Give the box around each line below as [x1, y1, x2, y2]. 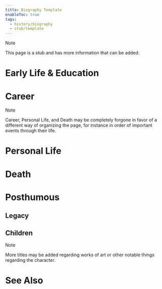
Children [5, 228, 33, 237]
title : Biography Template [5, 7, 62, 13]
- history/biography [10, 21, 53, 27]
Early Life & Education [5, 68, 99, 79]
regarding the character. [5, 257, 56, 263]
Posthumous [5, 191, 60, 203]
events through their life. [5, 128, 57, 134]
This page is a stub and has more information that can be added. [5, 50, 140, 56]
